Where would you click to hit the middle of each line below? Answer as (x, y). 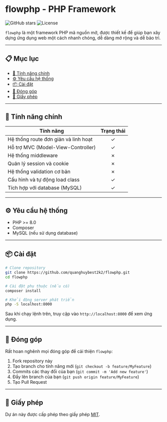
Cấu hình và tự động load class (44, 179)
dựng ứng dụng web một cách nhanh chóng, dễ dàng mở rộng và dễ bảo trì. (83, 38)
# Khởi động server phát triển (40, 300)
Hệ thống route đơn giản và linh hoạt (50, 139)
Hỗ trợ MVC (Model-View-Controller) (52, 147)
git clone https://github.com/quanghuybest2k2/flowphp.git (68, 273)
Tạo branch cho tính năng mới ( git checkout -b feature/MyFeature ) (82, 366)
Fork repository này (32, 361)
